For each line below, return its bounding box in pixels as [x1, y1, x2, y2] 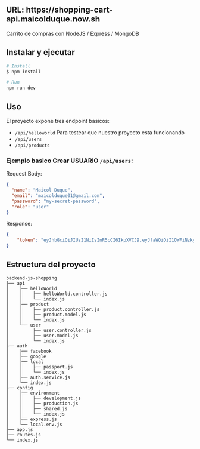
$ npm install [6, 69, 42, 75]
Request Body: [6, 170, 42, 177]
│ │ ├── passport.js [6, 364, 73, 370]
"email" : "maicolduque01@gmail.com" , [11, 192, 105, 199]
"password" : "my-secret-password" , [11, 198, 100, 204]
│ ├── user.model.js [6, 333, 79, 339]
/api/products [14, 143, 50, 149]
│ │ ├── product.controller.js [6, 306, 100, 312]
